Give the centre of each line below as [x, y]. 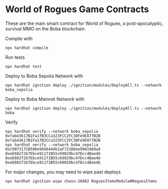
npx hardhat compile [27, 48]
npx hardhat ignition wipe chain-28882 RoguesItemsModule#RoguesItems [81, 181]
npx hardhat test [24, 66]
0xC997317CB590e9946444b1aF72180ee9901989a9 [53, 149]
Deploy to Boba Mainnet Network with [45, 99]
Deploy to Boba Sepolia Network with [44, 76]
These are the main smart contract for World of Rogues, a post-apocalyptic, [84, 23]
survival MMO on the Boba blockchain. [46, 28]
